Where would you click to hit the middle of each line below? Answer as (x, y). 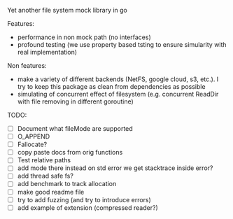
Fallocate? (32, 144)
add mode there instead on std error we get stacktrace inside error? (115, 168)
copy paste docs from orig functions (70, 153)
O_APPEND (34, 136)
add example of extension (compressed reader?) (88, 207)
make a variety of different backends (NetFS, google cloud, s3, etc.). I (118, 79)
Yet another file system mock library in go (68, 10)
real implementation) (47, 52)
